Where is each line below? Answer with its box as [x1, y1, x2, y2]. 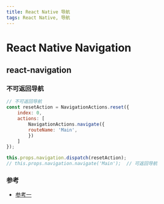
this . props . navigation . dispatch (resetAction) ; [6, 155, 127, 161]
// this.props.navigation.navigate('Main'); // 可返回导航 [6, 161, 157, 167]
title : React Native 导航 [6, 9, 70, 15]
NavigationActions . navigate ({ [28, 121, 105, 127]
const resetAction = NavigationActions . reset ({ [6, 104, 130, 110]
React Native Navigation [6, 41, 132, 55]
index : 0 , [17, 110, 43, 116]
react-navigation [6, 65, 72, 76]
